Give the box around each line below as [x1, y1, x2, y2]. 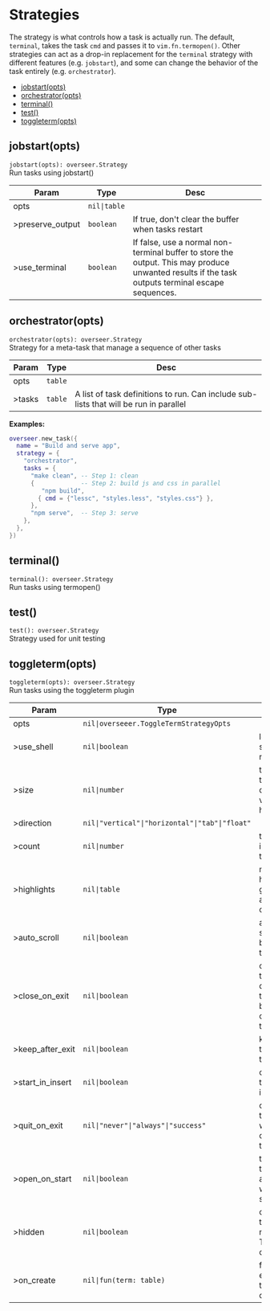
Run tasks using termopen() [9, 582, 101, 592]
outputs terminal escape [132, 277, 224, 288]
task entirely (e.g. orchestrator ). [9, 66, 117, 76]
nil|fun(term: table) [83, 1276, 166, 1285]
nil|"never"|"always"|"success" [83, 1121, 207, 1130]
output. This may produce [132, 256, 230, 268]
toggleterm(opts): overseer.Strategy [9, 678, 135, 686]
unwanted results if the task [132, 267, 237, 278]
